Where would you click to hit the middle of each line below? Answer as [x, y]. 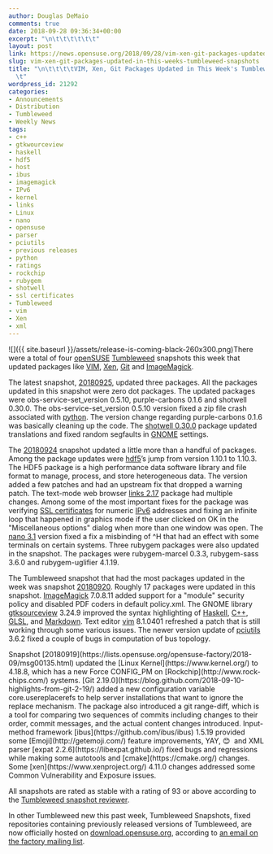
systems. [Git [72, 680]
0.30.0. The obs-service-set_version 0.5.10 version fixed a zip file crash [128, 408]
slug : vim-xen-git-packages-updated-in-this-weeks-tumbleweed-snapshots [134, 62]
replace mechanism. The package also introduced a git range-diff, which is [134, 706]
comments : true [34, 24]
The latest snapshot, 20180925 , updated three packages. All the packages [133, 382]
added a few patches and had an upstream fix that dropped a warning [126, 484]
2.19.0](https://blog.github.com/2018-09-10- [170, 680]
